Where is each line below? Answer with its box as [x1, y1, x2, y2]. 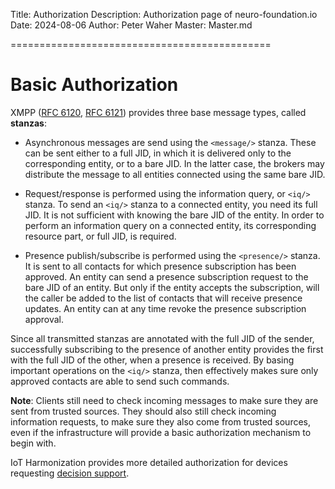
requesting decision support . [10, 467, 130, 479]
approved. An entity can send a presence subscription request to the [24, 270, 309, 283]
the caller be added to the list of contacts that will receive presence [24, 292, 303, 304]
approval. [24, 313, 65, 325]
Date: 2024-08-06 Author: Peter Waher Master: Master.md [10, 19, 253, 31]
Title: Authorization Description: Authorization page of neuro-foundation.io [10, 9, 318, 20]
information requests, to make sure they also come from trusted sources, [10, 415, 312, 428]
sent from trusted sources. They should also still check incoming [10, 405, 277, 417]
